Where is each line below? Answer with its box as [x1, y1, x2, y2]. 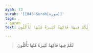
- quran [5, 20, 21, 26]
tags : [5, 16, 16, 21]
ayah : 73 [5, 7, 23, 12]
